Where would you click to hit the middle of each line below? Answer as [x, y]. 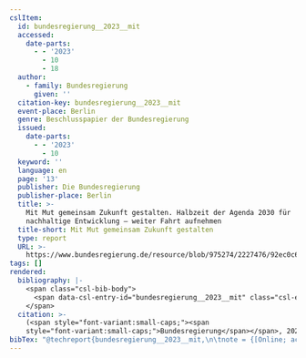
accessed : [36, 35]
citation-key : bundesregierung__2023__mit [99, 102]
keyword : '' [41, 162]
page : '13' [38, 179]
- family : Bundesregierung [77, 86]
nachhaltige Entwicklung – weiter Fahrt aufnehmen [124, 221]
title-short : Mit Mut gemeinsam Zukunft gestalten [116, 230]
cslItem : [26, 18]
